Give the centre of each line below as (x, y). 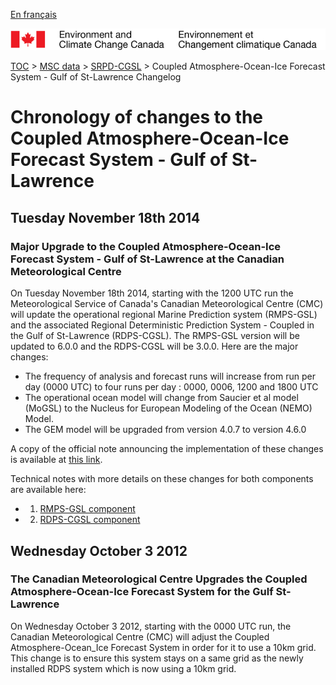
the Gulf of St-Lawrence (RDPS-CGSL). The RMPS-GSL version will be (155, 336)
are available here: (48, 490)
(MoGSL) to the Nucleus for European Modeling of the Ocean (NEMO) (168, 408)
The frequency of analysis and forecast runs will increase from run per (170, 376)
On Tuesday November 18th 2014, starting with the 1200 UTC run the (152, 293)
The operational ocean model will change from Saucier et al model (161, 398)
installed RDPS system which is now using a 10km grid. (123, 668)
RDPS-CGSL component (90, 520)
